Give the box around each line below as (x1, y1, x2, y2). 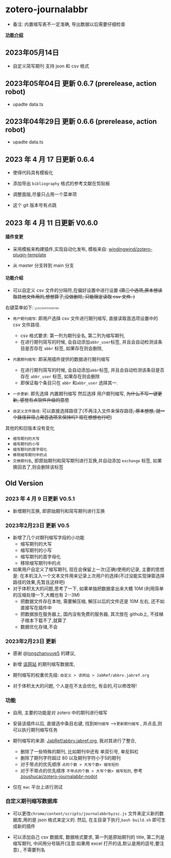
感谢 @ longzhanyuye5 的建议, (12, 650, 76, 656)
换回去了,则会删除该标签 (12, 463, 64, 470)
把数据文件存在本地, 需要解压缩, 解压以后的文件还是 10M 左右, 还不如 (20, 598, 165, 604)
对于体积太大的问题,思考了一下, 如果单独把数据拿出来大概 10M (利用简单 (12, 585, 164, 592)
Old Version (5, 479, 43, 488)
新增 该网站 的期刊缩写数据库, (12, 661, 75, 667)
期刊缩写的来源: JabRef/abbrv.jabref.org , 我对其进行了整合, (12, 738, 137, 744)
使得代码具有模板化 (12, 169, 54, 176)
